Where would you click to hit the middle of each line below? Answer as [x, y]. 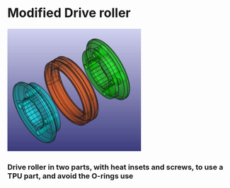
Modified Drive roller [69, 13]
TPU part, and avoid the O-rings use [70, 176]
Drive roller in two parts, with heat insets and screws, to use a [115, 167]
